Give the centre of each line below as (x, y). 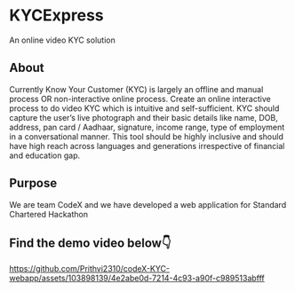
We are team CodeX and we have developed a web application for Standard (148, 204)
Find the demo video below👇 (90, 243)
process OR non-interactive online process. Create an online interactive (140, 99)
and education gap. (45, 155)
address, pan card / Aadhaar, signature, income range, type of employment (147, 127)
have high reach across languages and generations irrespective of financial (147, 146)
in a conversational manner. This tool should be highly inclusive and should (147, 136)
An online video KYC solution (62, 40)
